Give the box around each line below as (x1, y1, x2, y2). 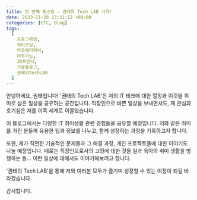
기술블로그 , (17, 64, 40, 70)
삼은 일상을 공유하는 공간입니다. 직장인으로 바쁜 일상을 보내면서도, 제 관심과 (17, 99, 192, 107)
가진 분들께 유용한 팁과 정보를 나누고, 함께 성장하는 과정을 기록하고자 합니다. (12, 127, 188, 135)
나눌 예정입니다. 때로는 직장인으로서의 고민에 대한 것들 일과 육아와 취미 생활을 (6, 147, 185, 155)
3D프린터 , (17, 58, 37, 64)
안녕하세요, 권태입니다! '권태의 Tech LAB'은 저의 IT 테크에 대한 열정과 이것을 (6, 92, 183, 99)
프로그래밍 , (17, 36, 40, 42)
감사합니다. (6, 187, 32, 195)
